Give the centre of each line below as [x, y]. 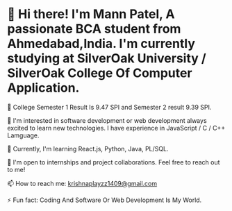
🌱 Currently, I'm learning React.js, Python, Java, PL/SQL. [88, 149]
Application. [43, 88]
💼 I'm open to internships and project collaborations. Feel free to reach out [114, 162]
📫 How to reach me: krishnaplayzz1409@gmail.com [82, 183]
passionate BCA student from [94, 29]
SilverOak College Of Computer [100, 73]
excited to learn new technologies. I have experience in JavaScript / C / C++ [116, 128]
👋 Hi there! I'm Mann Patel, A [91, 14]
